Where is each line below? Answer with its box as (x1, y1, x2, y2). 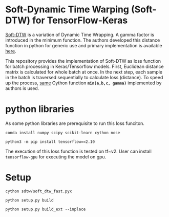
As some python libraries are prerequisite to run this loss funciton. (5, 120, 145, 126)
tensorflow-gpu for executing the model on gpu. (5, 153, 107, 160)
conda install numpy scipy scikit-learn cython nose (5, 130, 120, 135)
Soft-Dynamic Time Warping (5, 4, 130, 15)
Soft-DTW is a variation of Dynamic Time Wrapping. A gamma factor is (5, 31, 155, 38)
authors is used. (5, 85, 39, 91)
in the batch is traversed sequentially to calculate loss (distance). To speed (5, 74, 163, 80)
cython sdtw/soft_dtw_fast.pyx (5, 189, 72, 194)
